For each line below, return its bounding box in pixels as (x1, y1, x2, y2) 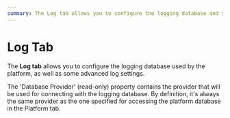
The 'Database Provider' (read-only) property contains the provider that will (7, 83, 220, 91)
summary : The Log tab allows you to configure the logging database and (7, 10, 219, 17)
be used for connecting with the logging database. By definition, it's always (7, 89, 220, 98)
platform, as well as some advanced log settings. (7, 69, 145, 77)
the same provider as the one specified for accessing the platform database (7, 97, 221, 105)
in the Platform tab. (7, 104, 61, 113)
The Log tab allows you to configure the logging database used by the (7, 62, 205, 70)
